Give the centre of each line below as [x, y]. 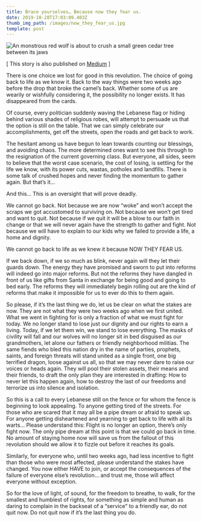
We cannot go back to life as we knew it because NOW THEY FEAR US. [95, 249]
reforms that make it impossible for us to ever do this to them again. [90, 293]
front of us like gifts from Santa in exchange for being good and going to [96, 280]
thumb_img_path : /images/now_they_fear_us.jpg [66, 23]
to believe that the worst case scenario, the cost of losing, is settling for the [100, 163]
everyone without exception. [42, 482]
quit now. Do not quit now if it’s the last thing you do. [71, 512]
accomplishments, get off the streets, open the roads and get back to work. [100, 132]
